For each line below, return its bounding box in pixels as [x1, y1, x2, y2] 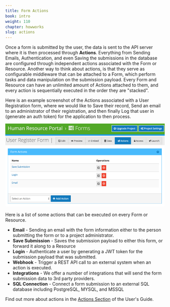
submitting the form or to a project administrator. [12, 232, 114, 238]
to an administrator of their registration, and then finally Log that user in [5, 108, 154, 114]
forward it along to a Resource [12, 243, 76, 249]
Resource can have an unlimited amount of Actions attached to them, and [5, 82, 158, 88]
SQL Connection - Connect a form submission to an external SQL [12, 281, 150, 287]
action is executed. [12, 264, 52, 270]
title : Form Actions [5, 8, 49, 13]
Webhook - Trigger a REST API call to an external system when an [12, 259, 151, 265]
